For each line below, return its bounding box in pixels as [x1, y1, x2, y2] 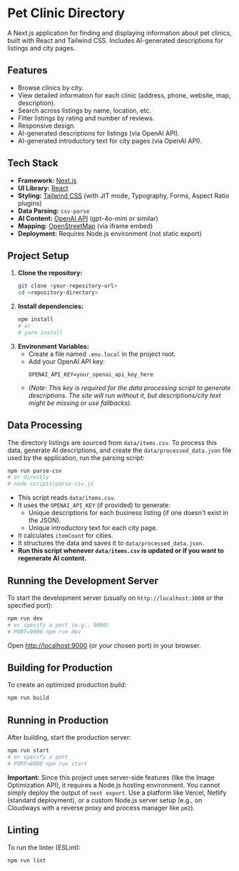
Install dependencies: [17, 302, 84, 311]
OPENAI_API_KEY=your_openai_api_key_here [28, 371, 153, 378]
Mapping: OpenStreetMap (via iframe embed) [17, 221, 153, 230]
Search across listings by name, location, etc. [17, 106, 152, 115]
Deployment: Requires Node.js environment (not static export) [17, 229, 202, 238]
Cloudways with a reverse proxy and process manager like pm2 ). [7, 803, 195, 812]
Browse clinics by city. [17, 83, 84, 92]
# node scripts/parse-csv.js [7, 480, 94, 488]
